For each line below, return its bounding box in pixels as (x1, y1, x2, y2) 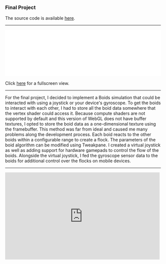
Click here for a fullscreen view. (5, 80, 70, 86)
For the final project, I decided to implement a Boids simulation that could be (5, 95, 161, 101)
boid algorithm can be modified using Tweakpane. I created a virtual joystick (5, 142, 161, 148)
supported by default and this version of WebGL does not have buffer (5, 116, 147, 122)
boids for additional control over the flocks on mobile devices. (5, 158, 131, 164)
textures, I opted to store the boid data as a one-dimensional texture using (5, 121, 156, 127)
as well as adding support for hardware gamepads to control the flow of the (5, 147, 159, 153)
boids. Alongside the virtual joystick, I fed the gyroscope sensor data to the (5, 153, 158, 159)
